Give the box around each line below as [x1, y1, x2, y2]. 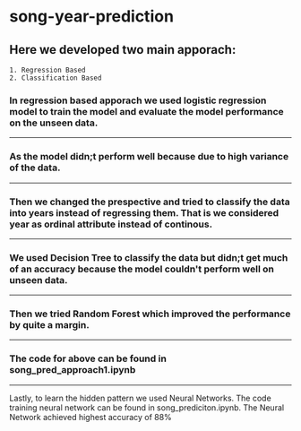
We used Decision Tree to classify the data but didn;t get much [9, 251, 288, 263]
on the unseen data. [9, 116, 99, 129]
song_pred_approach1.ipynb [9, 364, 136, 376]
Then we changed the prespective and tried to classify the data [9, 195, 290, 208]
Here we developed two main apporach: [9, 42, 236, 57]
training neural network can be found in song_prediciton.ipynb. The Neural [9, 401, 285, 413]
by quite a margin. [9, 319, 90, 332]
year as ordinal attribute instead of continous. [9, 218, 213, 230]
